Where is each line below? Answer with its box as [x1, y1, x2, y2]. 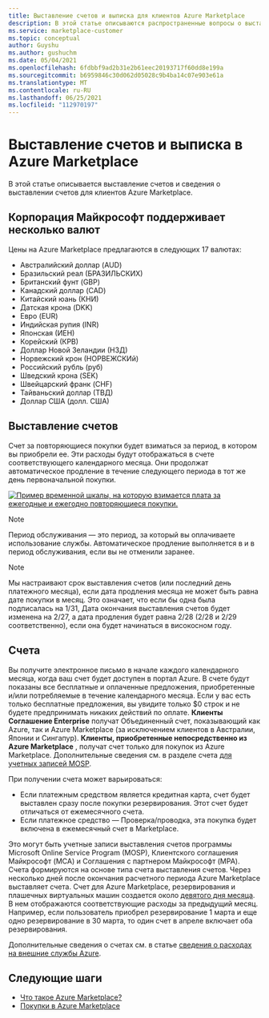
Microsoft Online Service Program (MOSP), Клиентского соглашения [8, 847, 239, 857]
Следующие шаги [8, 971, 102, 985]
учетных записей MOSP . [8, 758, 92, 768]
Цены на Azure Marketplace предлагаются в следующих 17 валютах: [8, 244, 242, 254]
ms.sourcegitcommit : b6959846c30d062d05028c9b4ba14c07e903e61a [8, 71, 224, 79]
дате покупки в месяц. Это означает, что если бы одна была [8, 594, 216, 605]
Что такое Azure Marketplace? [19, 992, 122, 1002]
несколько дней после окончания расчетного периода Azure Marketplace [8, 873, 261, 883]
